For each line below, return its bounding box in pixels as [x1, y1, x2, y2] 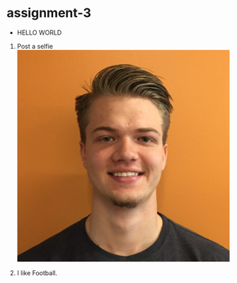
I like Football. [16, 269, 58, 277]
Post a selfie [16, 42, 54, 50]
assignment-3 [6, 5, 91, 21]
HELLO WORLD [16, 28, 62, 37]
